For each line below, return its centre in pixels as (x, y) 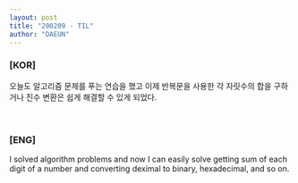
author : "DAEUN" (39, 34)
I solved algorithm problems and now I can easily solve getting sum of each (149, 159)
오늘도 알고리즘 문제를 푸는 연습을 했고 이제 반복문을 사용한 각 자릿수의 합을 (140, 86)
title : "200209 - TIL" (51, 26)
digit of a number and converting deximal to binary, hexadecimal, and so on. (149, 168)
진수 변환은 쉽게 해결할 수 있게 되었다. (91, 97)
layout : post (34, 17)
